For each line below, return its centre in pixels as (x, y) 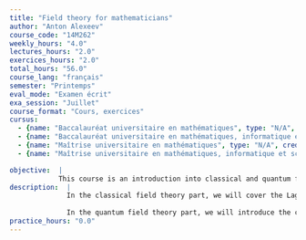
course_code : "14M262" (52, 35)
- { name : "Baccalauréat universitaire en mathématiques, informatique (154, 137)
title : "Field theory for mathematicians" (91, 18)
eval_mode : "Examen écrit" (61, 94)
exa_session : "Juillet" (55, 103)
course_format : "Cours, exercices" (77, 111)
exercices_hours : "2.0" (55, 60)
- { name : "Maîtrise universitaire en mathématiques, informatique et (152, 153)
